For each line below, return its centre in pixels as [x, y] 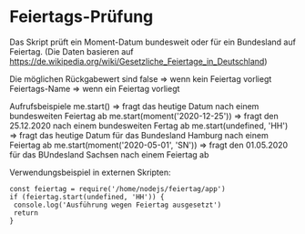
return [26, 213]
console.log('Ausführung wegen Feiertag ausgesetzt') [117, 205]
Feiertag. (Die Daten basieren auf [71, 51]
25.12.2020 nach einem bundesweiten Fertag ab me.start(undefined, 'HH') [149, 126]
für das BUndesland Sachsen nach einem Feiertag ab [109, 154]
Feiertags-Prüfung [81, 17]
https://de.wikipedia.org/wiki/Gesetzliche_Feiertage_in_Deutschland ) [138, 61]
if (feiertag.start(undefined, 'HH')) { [87, 197]
